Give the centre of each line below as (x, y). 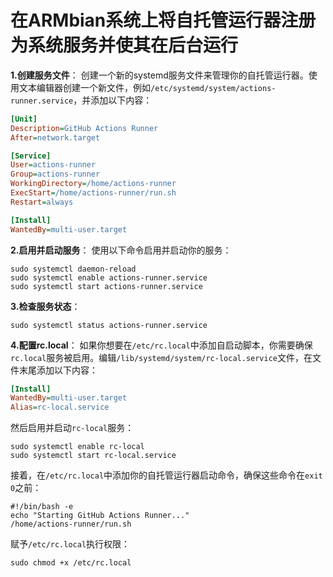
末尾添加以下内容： (58, 370)
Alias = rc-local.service (60, 407)
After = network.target (55, 137)
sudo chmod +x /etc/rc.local (71, 563)
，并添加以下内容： (113, 100)
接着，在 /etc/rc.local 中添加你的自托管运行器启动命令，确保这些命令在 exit (166, 475)
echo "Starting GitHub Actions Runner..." (100, 516)
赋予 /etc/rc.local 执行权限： (70, 544)
